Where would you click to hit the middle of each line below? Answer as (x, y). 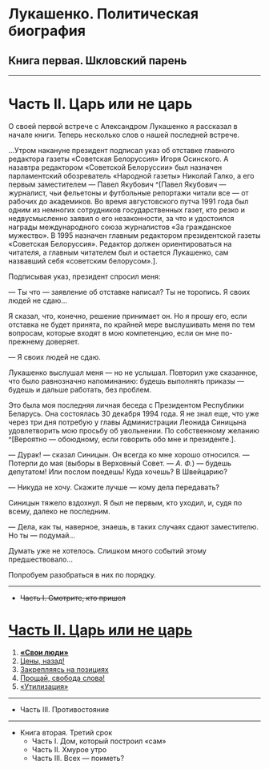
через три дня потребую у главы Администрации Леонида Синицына (127, 422)
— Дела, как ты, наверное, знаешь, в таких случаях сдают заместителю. (133, 526)
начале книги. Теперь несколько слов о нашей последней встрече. (124, 135)
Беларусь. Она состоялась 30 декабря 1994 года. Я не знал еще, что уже (134, 413)
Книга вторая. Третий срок (66, 732)
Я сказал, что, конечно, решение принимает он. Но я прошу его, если (128, 316)
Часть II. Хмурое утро (69, 749)
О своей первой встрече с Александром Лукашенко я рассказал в (123, 126)
